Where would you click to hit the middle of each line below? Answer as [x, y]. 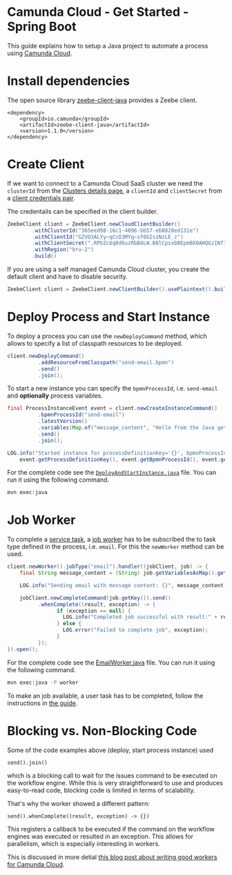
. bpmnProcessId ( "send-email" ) [81, 415]
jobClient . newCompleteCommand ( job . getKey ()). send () [95, 598]
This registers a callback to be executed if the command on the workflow [111, 829]
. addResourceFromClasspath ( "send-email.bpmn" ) [106, 362]
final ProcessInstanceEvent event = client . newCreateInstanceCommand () [112, 409]
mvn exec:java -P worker [43, 682]
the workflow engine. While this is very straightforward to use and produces [115, 783]
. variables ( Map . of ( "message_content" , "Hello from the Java [126, 428]
